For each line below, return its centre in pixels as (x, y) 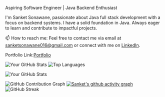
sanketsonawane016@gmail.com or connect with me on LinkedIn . (73, 45)
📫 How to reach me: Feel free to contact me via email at (63, 38)
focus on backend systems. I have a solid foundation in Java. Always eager (82, 23)
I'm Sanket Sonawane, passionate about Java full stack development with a (83, 17)
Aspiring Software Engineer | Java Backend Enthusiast (61, 8)
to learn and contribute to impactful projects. (51, 28)
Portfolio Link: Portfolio (28, 55)
